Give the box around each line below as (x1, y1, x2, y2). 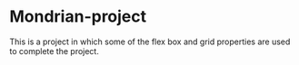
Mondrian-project (9, 6, 147, 27)
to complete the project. (9, 45, 100, 56)
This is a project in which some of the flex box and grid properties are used (9, 36, 291, 47)
